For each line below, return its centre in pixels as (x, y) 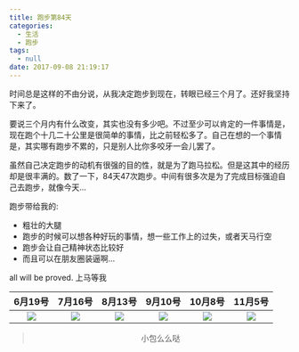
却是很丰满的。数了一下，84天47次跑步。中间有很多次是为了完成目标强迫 (144, 176)
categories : (31, 26)
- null (29, 59)
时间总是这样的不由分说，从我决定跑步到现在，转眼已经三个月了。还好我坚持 (149, 94)
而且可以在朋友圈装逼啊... (69, 258)
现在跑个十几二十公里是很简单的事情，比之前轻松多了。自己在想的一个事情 (145, 135)
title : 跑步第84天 (41, 17)
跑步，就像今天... (56, 187)
